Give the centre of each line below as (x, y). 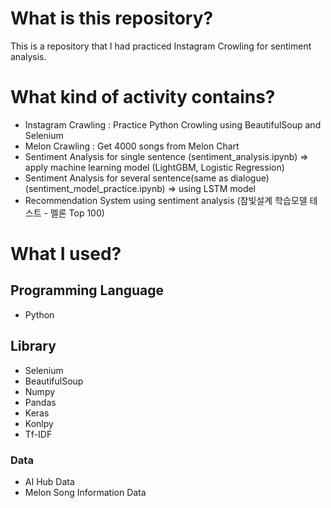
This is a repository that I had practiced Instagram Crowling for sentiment (161, 46)
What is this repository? (112, 18)
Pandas (40, 402)
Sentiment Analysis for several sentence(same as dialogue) (147, 178)
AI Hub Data (49, 481)
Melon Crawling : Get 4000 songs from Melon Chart (132, 146)
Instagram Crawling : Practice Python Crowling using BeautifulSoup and (173, 124)
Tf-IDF (38, 434)
